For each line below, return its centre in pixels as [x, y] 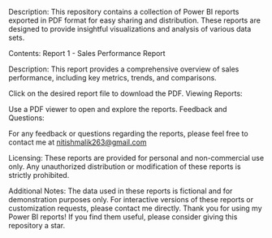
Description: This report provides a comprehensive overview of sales [124, 69]
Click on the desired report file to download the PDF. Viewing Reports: [125, 93]
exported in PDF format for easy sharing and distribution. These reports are [135, 20]
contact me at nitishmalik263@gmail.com [78, 142]
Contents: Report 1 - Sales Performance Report [87, 53]
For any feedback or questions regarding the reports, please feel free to [129, 134]
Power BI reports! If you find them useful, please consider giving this [123, 217]
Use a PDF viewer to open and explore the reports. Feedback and [118, 109]
